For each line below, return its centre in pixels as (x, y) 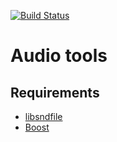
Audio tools (59, 56)
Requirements (55, 92)
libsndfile (43, 116)
